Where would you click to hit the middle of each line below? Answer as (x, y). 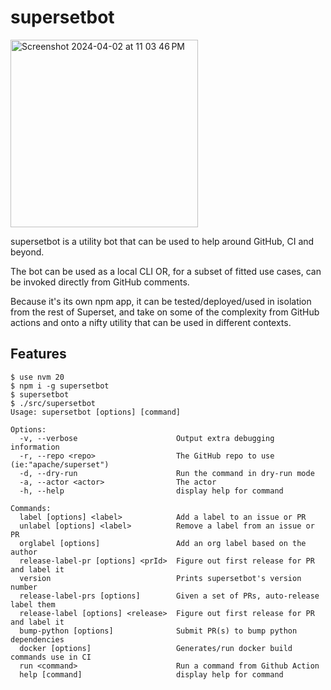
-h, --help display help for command (151, 491)
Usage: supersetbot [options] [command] (96, 412)
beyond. (27, 252)
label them (33, 604)
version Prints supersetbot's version (160, 578)
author (24, 552)
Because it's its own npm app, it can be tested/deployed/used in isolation (161, 301)
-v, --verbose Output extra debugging (147, 438)
